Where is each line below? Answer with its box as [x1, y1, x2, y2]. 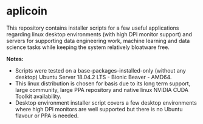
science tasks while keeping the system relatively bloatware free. [6, 44, 170, 51]
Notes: [6, 55, 24, 62]
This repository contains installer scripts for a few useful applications [6, 24, 179, 31]
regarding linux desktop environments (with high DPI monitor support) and [6, 30, 193, 38]
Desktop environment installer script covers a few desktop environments [15, 99, 198, 106]
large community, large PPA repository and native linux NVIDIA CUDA [15, 86, 188, 93]
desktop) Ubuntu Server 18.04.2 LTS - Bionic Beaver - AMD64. [15, 73, 172, 80]
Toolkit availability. [15, 93, 62, 100]
